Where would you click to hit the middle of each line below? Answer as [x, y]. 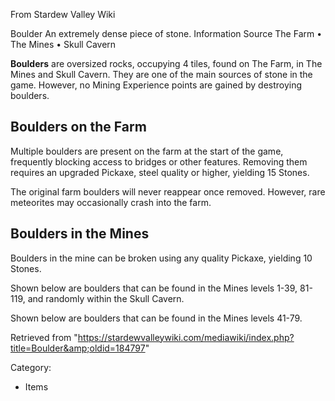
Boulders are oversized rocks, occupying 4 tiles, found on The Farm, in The [166, 63]
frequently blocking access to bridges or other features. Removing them [159, 161]
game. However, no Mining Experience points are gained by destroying [156, 85]
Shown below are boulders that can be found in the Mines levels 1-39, [154, 288]
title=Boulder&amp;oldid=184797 [78, 348]
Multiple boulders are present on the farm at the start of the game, [147, 151]
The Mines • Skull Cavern [63, 44]
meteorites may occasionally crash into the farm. [111, 202]
